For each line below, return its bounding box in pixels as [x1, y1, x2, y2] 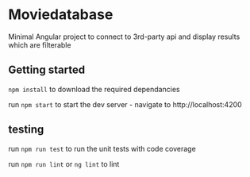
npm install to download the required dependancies [8, 84, 180, 94]
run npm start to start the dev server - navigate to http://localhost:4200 [8, 99, 242, 109]
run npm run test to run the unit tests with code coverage [8, 144, 196, 153]
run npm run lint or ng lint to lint [8, 159, 120, 168]
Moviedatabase [8, 6, 113, 24]
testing [8, 123, 44, 137]
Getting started [8, 63, 86, 77]
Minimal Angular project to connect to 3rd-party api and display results [8, 32, 240, 41]
